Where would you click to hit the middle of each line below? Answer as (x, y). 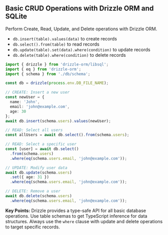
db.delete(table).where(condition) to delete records (69, 55)
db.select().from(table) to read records (56, 44)
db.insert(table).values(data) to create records (65, 38)
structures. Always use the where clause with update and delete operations (84, 221)
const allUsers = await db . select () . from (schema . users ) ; (67, 135)
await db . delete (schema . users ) (39, 196)
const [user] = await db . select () (42, 149)
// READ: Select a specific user (41, 144)
